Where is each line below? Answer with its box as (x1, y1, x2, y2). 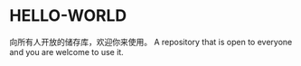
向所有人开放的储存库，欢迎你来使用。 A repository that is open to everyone (9, 36, 293, 47)
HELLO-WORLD (9, 5, 127, 26)
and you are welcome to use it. (9, 46, 124, 57)
